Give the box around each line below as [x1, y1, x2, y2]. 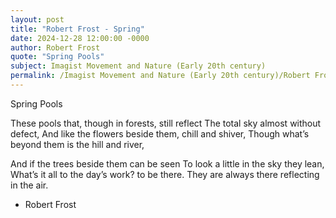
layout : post [10, 14, 65, 25]
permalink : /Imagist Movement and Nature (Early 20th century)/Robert [10, 71, 311, 81]
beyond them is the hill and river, [10, 138, 145, 150]
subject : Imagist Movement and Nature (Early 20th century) [10, 61, 267, 71]
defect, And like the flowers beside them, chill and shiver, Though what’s [10, 127, 310, 140]
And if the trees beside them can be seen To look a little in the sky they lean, [10, 157, 325, 170]
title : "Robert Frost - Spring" [10, 24, 145, 34]
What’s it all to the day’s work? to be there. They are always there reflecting [10, 168, 320, 180]
